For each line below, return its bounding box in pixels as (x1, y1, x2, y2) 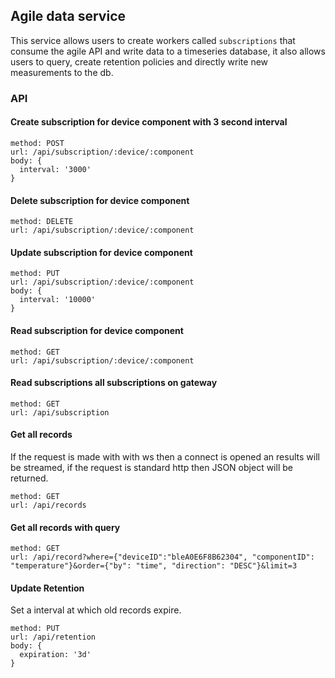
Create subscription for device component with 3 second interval (10, 116, 288, 128)
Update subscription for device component (10, 246, 193, 258)
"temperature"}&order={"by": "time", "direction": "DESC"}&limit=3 (10, 561, 298, 571)
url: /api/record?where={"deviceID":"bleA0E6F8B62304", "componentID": (10, 552, 315, 563)
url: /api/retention (10, 632, 97, 643)
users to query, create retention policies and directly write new (10, 55, 269, 68)
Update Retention (10, 582, 85, 594)
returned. (10, 472, 49, 484)
